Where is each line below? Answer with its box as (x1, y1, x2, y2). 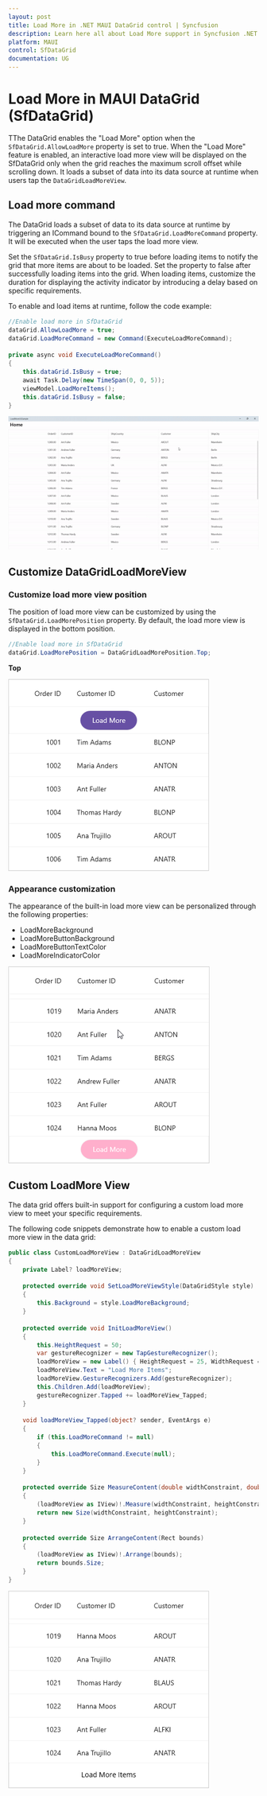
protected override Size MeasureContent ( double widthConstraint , (22, 1483, 244, 1491)
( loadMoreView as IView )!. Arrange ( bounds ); (37, 1551, 183, 1559)
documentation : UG (8, 55, 69, 63)
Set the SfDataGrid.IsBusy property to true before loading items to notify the (8, 251, 258, 262)
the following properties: (8, 910, 89, 919)
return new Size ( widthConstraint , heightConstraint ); (37, 1509, 219, 1517)
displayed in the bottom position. (8, 624, 115, 634)
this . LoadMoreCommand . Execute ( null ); (50, 1450, 176, 1458)
